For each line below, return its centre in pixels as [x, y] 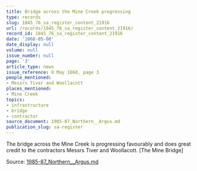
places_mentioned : [29, 89]
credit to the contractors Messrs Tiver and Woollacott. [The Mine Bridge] [95, 150]
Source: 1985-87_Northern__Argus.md [52, 162]
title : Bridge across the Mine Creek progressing [69, 12]
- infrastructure [28, 105]
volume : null [22, 50]
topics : [16, 99]
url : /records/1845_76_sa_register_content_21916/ [70, 28]
